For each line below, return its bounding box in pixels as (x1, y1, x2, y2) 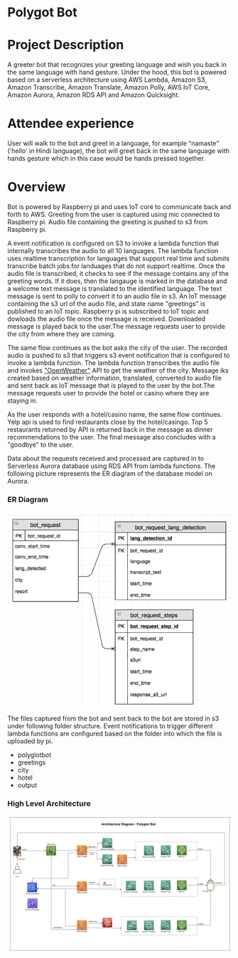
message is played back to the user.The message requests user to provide (7, 322, 226, 331)
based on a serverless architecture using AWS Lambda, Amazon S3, (7, 75, 207, 84)
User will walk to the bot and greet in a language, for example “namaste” (7, 139, 220, 148)
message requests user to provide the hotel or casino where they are (7, 389, 210, 397)
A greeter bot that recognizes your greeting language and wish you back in (7, 60, 227, 69)
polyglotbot (17, 750, 52, 759)
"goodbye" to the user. (7, 440, 74, 449)
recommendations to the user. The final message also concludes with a (7, 433, 216, 441)
